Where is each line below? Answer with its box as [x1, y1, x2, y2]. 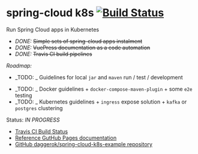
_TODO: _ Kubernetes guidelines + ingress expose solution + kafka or [14, 98, 187, 105]
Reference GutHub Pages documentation [14, 134, 117, 141]
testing [14, 91, 32, 99]
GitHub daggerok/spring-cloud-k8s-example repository [14, 140, 153, 147]
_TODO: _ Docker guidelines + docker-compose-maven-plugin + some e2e [14, 85, 193, 93]
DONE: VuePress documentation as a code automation [14, 44, 151, 51]
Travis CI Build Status [14, 128, 68, 135]
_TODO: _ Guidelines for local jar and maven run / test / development [14, 73, 183, 81]
